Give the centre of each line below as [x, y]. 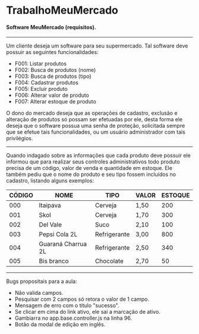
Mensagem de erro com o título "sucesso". [67, 305]
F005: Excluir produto [41, 89]
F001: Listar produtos [41, 64]
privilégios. [20, 138]
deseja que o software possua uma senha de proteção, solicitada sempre [96, 126]
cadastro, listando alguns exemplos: [50, 181]
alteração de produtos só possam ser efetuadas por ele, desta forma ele [94, 119]
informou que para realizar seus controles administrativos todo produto [93, 162]
